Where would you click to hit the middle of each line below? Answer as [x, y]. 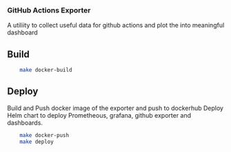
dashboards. [25, 122]
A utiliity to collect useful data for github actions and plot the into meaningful [116, 25]
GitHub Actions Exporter [49, 10]
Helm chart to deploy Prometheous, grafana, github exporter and [99, 115]
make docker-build [46, 70]
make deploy [37, 142]
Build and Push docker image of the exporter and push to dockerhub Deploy [115, 108]
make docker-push [44, 135]
